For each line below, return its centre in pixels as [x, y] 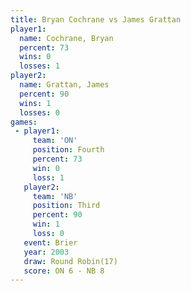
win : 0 [46, 168]
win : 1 [46, 224]
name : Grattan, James [64, 85]
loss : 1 [48, 177]
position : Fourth [68, 150]
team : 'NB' [55, 196]
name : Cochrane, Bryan [66, 38]
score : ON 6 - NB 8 [64, 271]
